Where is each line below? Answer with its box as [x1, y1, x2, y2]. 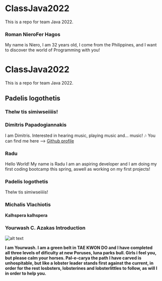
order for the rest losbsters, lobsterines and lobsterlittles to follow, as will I [5, 265, 158, 271]
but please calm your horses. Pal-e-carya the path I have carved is [5, 255, 142, 261]
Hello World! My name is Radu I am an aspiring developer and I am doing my [5, 161, 157, 167]
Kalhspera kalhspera [5, 212, 48, 218]
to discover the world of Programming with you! [5, 47, 100, 53]
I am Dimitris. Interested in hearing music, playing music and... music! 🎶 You [5, 133, 156, 138]
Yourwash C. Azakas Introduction [5, 224, 86, 231]
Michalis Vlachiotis [5, 201, 51, 208]
